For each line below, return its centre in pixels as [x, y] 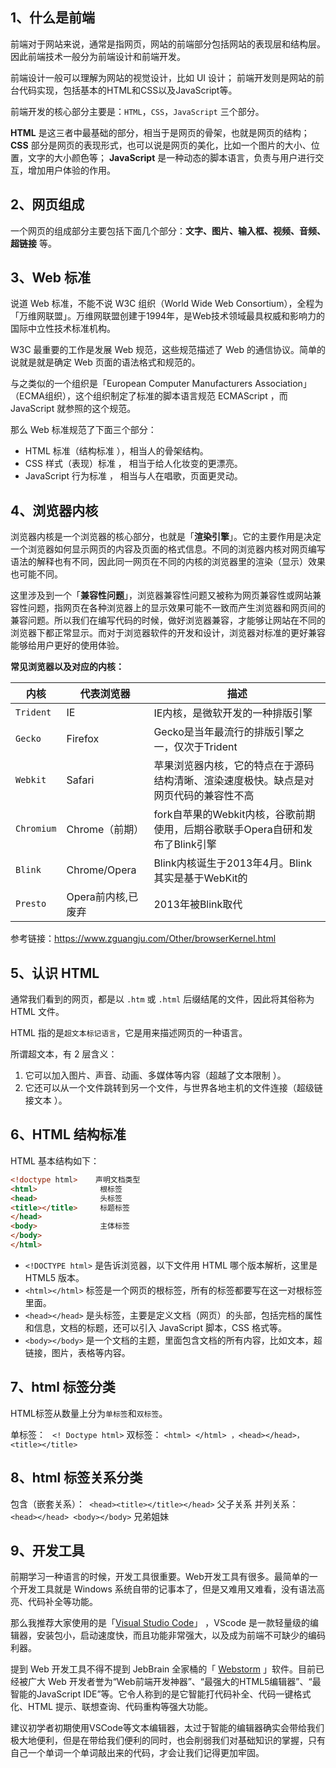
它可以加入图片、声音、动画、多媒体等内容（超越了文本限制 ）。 [155, 1075]
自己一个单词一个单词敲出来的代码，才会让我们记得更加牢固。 [137, 1753]
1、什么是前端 [53, 18]
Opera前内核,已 [102, 897]
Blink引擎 [195, 845]
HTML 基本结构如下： [55, 1160]
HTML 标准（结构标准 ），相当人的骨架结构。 [116, 451]
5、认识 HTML [55, 973]
